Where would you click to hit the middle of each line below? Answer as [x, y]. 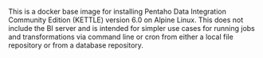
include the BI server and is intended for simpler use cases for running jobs [131, 28]
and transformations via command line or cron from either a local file [121, 37]
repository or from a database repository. [76, 45]
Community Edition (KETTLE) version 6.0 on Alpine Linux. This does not [126, 20]
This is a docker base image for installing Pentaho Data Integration [118, 12]
